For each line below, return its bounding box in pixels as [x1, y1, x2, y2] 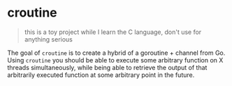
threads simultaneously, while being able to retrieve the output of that [7, 63, 208, 71]
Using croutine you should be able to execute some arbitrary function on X [7, 55, 224, 64]
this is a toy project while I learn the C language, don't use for [24, 28, 202, 36]
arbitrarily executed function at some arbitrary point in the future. [7, 71, 195, 79]
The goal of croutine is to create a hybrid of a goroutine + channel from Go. [7, 49, 226, 57]
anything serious [24, 35, 73, 43]
